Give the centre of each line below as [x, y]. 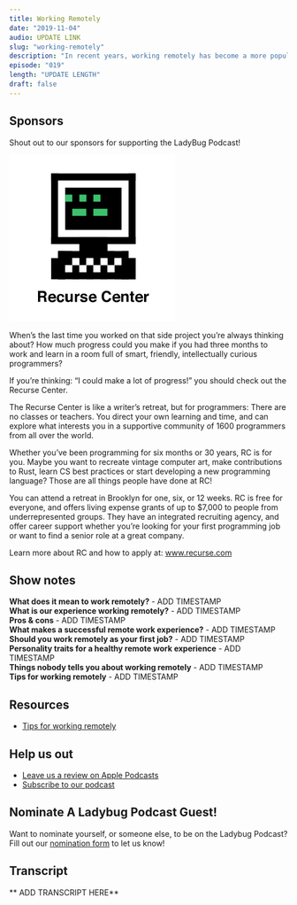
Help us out [41, 754]
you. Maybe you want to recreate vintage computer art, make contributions [146, 461]
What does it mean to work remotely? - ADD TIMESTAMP [115, 601]
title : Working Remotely [55, 19]
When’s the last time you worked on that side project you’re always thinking [147, 335]
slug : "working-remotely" [57, 47]
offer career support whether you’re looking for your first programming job [145, 526]
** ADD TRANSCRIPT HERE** [64, 892]
